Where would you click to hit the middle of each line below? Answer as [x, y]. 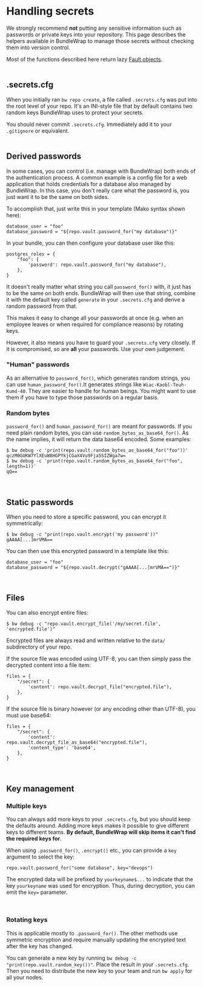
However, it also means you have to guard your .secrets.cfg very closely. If [101, 343]
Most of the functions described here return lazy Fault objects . [84, 59]
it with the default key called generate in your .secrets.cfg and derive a [95, 299]
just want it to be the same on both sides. [58, 197]
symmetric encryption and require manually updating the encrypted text [96, 940]
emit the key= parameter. [37, 892]
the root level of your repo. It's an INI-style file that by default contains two [99, 106]
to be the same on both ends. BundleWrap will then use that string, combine [101, 293]
